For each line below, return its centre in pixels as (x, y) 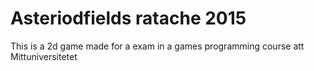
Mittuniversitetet (44, 56)
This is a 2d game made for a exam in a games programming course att (157, 46)
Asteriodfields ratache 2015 (128, 18)
